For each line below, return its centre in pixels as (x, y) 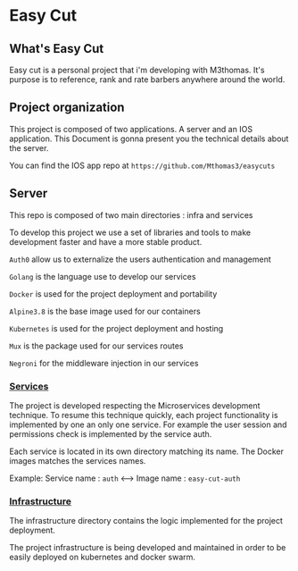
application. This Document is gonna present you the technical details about (149, 139)
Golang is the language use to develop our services (103, 276)
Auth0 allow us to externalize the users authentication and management (140, 259)
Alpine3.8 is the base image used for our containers (105, 311)
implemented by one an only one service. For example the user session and (148, 424)
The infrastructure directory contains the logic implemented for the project (146, 521)
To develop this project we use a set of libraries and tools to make (130, 232)
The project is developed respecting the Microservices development (135, 405)
